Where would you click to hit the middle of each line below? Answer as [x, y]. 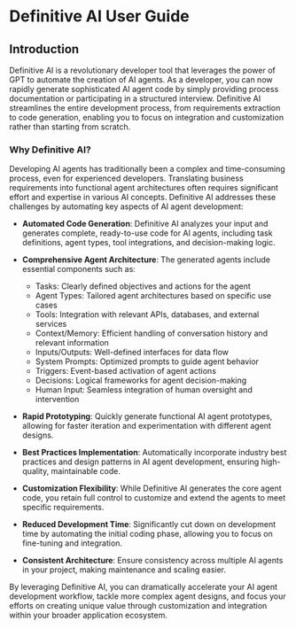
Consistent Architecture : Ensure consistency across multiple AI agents [152, 561]
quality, [35, 471]
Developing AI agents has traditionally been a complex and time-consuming [147, 169]
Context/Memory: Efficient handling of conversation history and [152, 333]
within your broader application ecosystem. [89, 615]
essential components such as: [78, 269]
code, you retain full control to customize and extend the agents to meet [154, 498]
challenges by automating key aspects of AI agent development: [126, 206]
